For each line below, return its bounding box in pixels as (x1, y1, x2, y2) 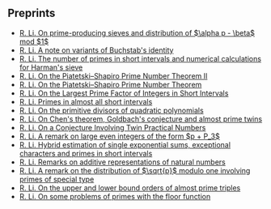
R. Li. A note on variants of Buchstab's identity (19, 45, 174, 55)
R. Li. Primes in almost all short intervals (19, 96, 153, 106)
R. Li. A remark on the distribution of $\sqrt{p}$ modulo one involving (19, 165, 251, 175)
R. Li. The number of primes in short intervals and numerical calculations (19, 53, 262, 63)
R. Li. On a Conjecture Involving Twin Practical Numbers (19, 122, 206, 132)
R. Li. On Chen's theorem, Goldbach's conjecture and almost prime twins (19, 113, 263, 124)
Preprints (7, 6, 56, 20)
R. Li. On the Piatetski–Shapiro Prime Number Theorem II (19, 70, 208, 80)
